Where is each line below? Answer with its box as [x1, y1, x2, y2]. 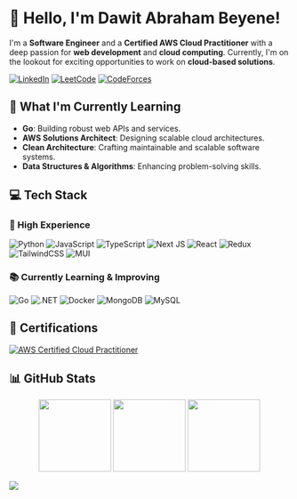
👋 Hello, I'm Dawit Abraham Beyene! [9, 8, 281, 28]
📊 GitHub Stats [9, 371, 96, 386]
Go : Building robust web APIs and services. [21, 123, 181, 133]
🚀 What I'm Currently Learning [9, 100, 181, 115]
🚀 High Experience [9, 219, 91, 231]
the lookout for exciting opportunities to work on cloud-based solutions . [9, 56, 276, 67]
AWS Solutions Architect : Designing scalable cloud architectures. [21, 133, 265, 143]
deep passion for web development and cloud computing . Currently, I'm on [9, 46, 289, 57]
